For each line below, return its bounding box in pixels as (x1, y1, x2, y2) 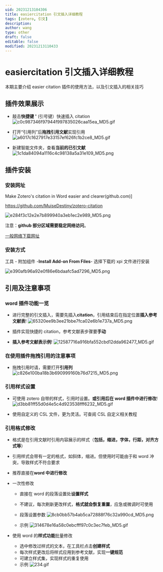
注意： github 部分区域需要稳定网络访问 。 (5, 222, 89, 229)
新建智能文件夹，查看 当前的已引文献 (12, 145, 86, 151)
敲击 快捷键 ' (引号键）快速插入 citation (12, 114, 90, 120)
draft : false (5, 35, 32, 40)
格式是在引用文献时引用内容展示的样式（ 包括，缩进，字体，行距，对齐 (12, 436, 155, 443)
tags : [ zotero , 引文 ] (5, 16, 48, 21)
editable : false (5, 39, 38, 44)
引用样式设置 (5, 383, 36, 390)
